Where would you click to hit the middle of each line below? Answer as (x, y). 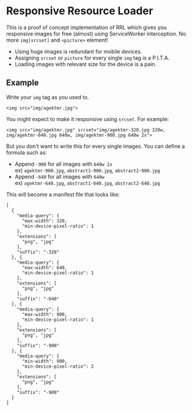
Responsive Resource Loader (80, 11)
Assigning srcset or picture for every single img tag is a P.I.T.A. (92, 58)
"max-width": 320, (44, 221)
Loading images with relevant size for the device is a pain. (86, 64)
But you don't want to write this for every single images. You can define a (96, 146)
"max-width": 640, (44, 268)
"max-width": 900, (44, 314)
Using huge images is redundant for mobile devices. (78, 51)
